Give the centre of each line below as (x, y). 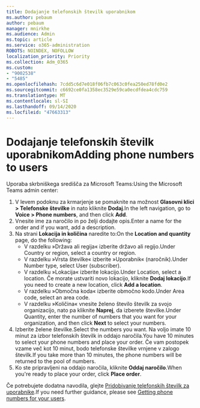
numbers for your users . (36, 398)
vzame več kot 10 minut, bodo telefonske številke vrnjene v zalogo (97, 349)
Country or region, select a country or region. (80, 253)
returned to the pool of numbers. (55, 361)
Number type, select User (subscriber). (72, 266)
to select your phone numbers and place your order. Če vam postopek (102, 342)
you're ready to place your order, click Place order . (78, 374)
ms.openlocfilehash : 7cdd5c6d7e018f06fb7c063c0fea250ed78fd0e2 (87, 85)
